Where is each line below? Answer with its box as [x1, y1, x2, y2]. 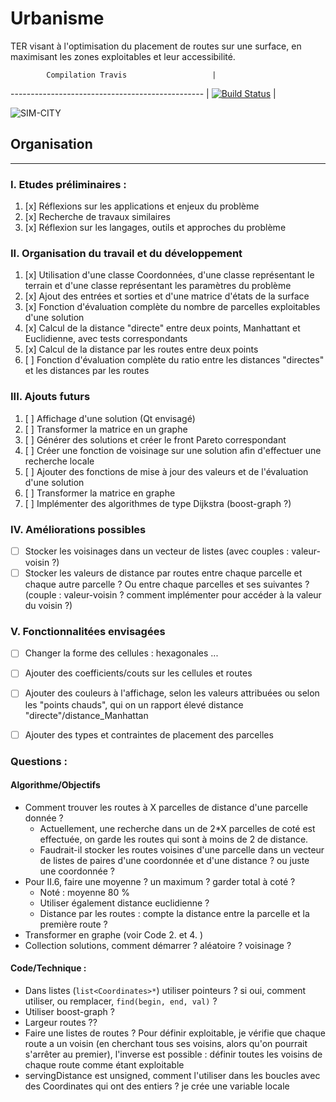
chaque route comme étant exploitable [24, 1058, 185, 1071]
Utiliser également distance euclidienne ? [39, 897, 210, 909]
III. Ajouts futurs [10, 390, 91, 404]
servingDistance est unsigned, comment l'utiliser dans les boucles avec [24, 1069, 321, 1081]
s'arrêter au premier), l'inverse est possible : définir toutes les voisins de [24, 1048, 323, 1060]
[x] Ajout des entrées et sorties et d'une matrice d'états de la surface [24, 290, 310, 302]
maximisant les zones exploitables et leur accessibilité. [10, 50, 236, 62]
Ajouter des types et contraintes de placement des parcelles [24, 728, 274, 741]
